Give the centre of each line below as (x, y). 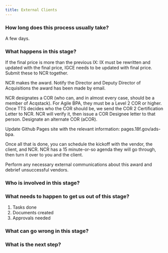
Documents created (33, 213)
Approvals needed (32, 218)
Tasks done (24, 207)
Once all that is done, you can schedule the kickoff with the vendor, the (79, 144)
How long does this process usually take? (57, 27)
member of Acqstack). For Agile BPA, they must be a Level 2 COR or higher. (83, 103)
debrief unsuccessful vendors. (37, 170)
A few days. (18, 38)
